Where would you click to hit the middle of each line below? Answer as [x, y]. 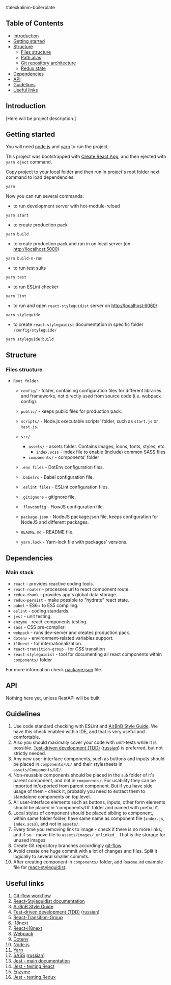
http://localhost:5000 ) [36, 249]
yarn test [16, 277]
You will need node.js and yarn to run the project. [57, 147]
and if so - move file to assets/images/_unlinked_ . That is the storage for [89, 835]
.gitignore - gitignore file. [48, 497]
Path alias [31, 57]
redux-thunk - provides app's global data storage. [65, 594]
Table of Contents [35, 23]
